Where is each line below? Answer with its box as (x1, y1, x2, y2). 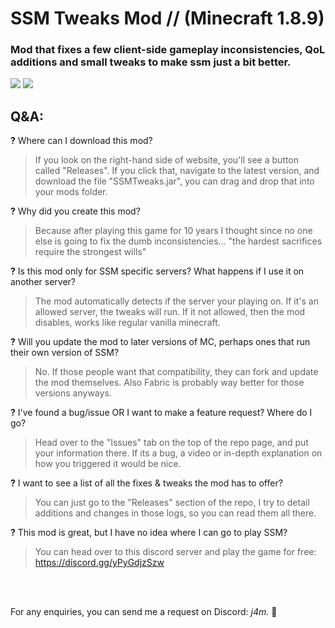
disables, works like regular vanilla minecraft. (34, 317, 221, 329)
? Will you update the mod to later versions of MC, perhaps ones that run (10, 336, 311, 348)
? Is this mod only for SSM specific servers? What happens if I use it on (10, 265, 305, 277)
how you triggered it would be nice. (34, 458, 182, 470)
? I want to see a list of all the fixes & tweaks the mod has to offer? (10, 477, 283, 489)
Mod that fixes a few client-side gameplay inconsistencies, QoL (10, 43, 326, 57)
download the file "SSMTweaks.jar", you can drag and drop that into (34, 175, 315, 187)
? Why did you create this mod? (10, 205, 141, 217)
